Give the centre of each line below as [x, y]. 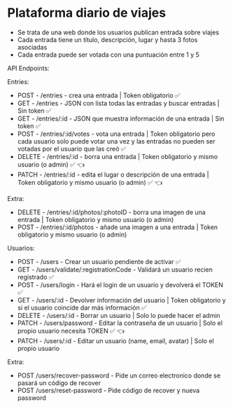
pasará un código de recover [59, 382]
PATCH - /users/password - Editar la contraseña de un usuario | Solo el [120, 323]
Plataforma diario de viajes [87, 13]
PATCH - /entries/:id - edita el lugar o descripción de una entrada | [113, 174]
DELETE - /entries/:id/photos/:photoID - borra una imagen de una [112, 212]
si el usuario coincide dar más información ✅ [82, 307]
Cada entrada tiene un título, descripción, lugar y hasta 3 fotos [107, 39]
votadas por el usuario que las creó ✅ [72, 148]
